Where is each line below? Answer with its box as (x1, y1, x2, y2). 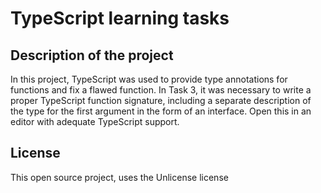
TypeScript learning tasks (10, 7, 230, 30)
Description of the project (10, 47, 174, 64)
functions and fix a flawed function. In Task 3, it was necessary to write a (10, 84, 312, 96)
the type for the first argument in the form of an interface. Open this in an (10, 105, 312, 117)
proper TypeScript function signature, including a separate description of (10, 95, 312, 106)
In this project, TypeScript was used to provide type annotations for (10, 73, 288, 85)
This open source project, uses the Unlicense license (10, 171, 229, 183)
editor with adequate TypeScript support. (10, 116, 180, 127)
